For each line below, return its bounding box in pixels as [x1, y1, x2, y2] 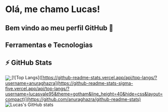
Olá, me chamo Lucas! [5, 4, 100, 15]
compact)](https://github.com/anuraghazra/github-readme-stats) [5, 96, 141, 102]
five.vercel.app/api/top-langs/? [5, 85, 70, 91]
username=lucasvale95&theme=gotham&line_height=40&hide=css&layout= [5, 91, 163, 97]
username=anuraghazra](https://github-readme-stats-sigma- [5, 80, 133, 86]
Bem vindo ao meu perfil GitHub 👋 [5, 24, 114, 32]
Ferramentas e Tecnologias [5, 40, 93, 49]
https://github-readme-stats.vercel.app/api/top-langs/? [42, 74, 157, 80]
